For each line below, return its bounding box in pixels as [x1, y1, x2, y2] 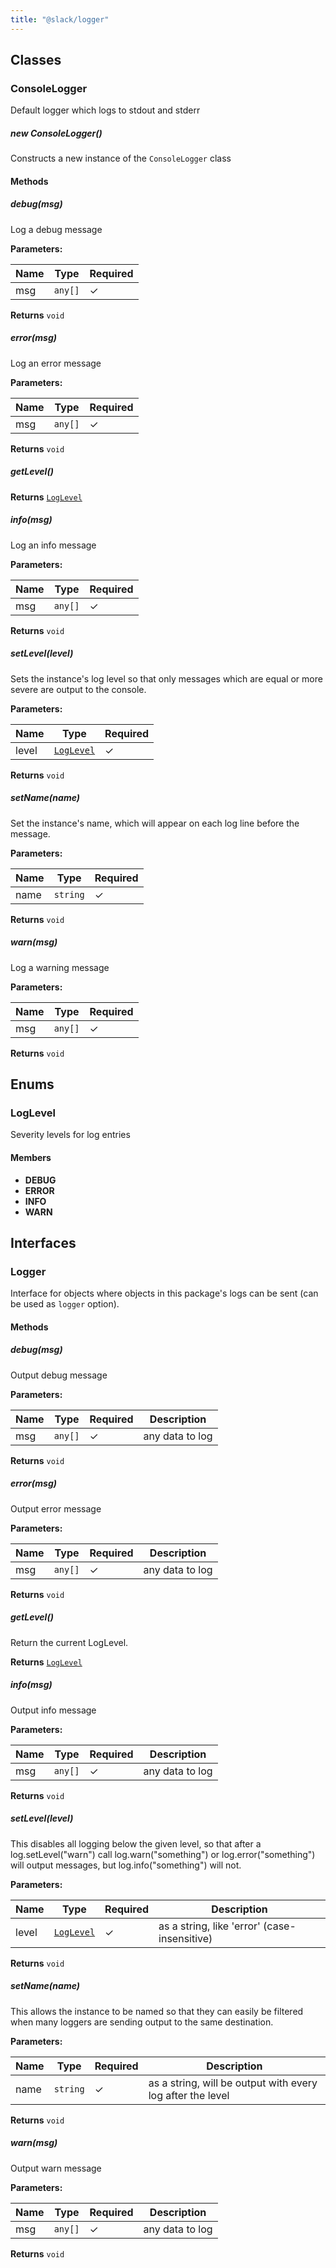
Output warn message [10, 2162, 102, 2174]
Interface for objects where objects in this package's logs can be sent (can [10, 1287, 319, 1300]
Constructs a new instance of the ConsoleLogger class [10, 152, 232, 165]
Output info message [10, 1704, 97, 1716]
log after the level [148, 2088, 230, 2102]
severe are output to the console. [10, 683, 147, 695]
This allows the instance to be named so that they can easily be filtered [10, 2005, 304, 2017]
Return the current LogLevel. [10, 1636, 129, 1648]
